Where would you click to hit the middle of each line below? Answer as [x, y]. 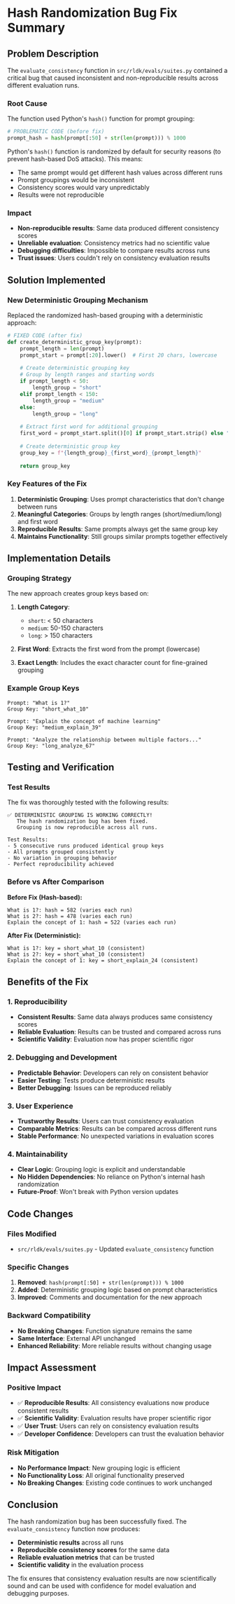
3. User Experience [40, 1106]
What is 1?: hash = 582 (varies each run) [70, 910]
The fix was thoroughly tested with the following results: [88, 802]
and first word [37, 521]
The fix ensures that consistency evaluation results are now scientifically [112, 1579]
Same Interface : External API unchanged [77, 1338]
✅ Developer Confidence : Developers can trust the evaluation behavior [121, 1434]
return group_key [45, 466]
